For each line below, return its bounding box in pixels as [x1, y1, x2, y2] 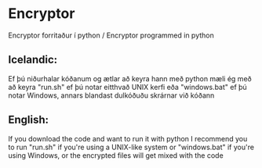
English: [8, 113, 49, 127]
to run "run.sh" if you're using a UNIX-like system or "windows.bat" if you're [8, 142, 255, 152]
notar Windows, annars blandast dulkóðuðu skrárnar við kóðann [8, 91, 215, 100]
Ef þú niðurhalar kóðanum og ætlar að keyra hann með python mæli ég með [8, 73, 253, 83]
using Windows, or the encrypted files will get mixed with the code [8, 150, 224, 160]
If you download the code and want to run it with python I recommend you [8, 134, 248, 143]
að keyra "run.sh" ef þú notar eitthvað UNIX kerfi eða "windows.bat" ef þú [8, 82, 247, 91]
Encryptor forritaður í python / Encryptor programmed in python [8, 30, 214, 40]
